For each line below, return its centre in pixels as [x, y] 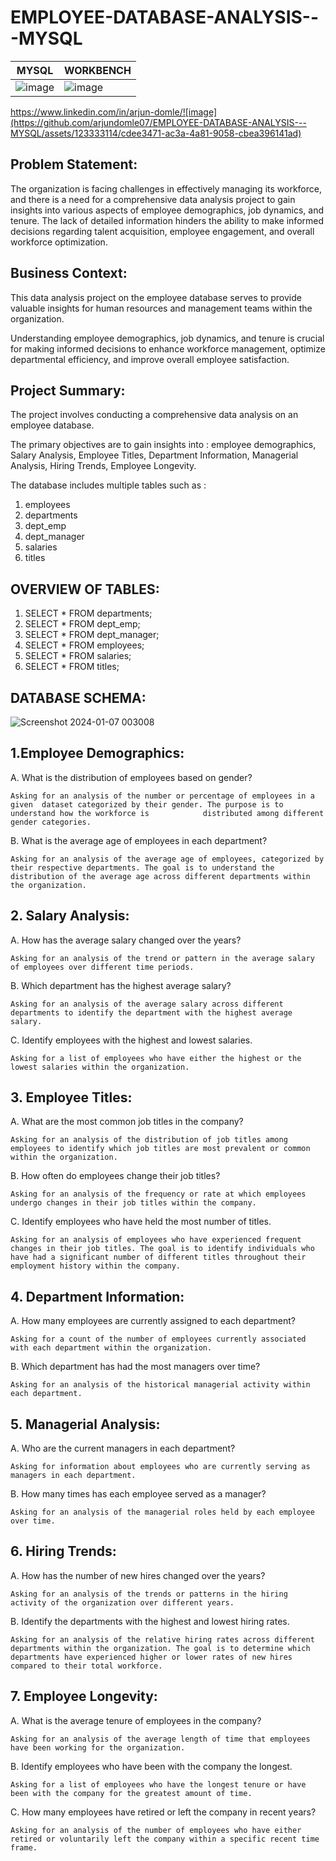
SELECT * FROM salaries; [78, 656]
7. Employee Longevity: [84, 1696]
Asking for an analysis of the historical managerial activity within [160, 1385]
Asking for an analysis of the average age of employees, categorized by [167, 859]
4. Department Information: [97, 1296]
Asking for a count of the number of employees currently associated [158, 1339]
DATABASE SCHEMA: [78, 697]
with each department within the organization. [111, 1348]
